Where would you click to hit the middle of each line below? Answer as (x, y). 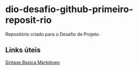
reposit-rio (29, 20)
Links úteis (23, 50)
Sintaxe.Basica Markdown (33, 62)
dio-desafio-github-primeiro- (69, 9)
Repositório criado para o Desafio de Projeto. (53, 34)
